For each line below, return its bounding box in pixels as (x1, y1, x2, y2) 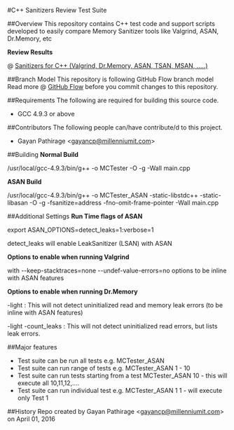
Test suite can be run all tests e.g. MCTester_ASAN (17, 356, 165, 365)
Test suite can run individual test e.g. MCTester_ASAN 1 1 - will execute (17, 387, 223, 394)
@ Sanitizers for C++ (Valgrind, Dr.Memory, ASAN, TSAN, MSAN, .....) (7, 62, 208, 69)
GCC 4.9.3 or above (17, 110, 75, 118)
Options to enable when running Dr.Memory (7, 287, 138, 296)
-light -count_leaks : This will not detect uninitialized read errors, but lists (7, 322, 218, 330)
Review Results (7, 48, 53, 56)
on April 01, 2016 (7, 415, 56, 423)
